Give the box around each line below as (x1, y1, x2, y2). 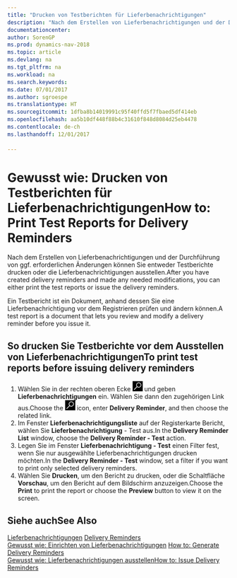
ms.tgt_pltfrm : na (7, 64, 61, 71)
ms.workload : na (7, 71, 55, 78)
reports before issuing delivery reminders (7, 362, 195, 374)
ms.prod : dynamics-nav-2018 (7, 41, 90, 49)
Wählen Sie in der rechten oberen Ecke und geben (17, 385, 176, 393)
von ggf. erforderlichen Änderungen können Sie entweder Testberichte (7, 260, 214, 269)
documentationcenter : (7, 26, 71, 33)
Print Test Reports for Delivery (7, 214, 189, 231)
